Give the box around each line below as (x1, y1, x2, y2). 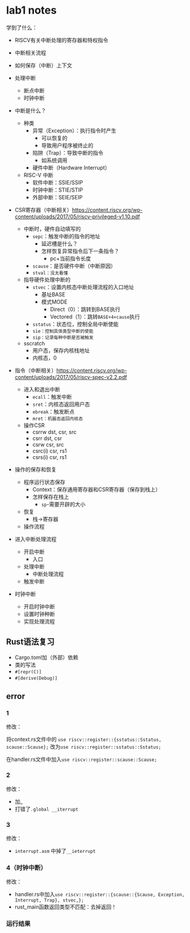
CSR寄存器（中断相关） (14, 206, 73, 214)
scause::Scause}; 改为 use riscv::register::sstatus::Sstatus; (6, 743, 162, 750)
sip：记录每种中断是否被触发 (32, 335, 94, 340)
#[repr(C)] (14, 668, 42, 675)
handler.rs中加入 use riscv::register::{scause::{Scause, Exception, (14, 891, 185, 898)
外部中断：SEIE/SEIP (32, 193, 83, 200)
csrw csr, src (32, 441, 64, 448)
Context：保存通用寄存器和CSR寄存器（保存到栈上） (32, 486, 161, 493)
